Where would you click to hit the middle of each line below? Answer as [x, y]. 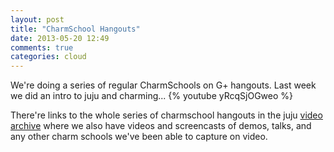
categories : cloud [48, 57]
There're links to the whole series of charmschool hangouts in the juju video [166, 115]
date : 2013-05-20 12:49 [60, 38]
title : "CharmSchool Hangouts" [75, 29]
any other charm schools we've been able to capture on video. [139, 137]
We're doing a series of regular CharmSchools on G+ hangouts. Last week [163, 85]
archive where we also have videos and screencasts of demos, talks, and [161, 126]
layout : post [37, 19]
